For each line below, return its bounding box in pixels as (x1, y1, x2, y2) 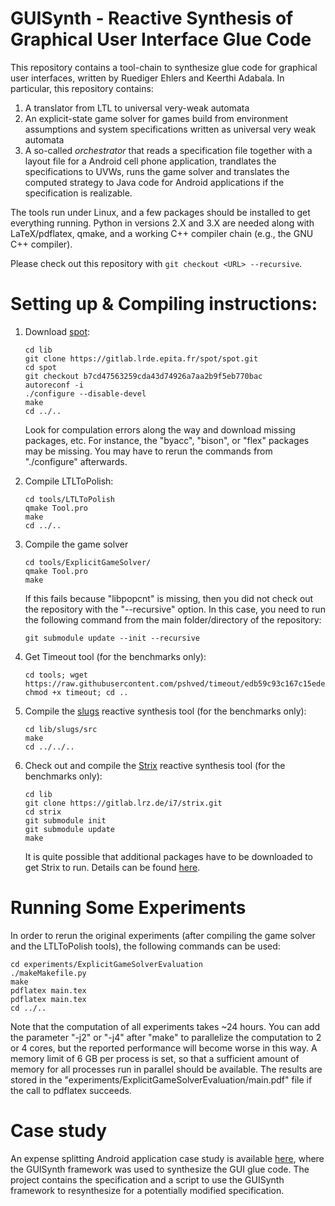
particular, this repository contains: (10, 82, 154, 94)
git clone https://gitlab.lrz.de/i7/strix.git (24, 798, 223, 808)
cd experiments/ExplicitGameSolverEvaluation (10, 959, 203, 969)
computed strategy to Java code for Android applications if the (24, 176, 285, 188)
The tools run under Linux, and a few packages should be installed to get (10, 206, 311, 218)
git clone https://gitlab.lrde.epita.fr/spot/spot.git (24, 353, 259, 364)
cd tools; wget (24, 670, 89, 680)
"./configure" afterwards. (24, 455, 128, 467)
